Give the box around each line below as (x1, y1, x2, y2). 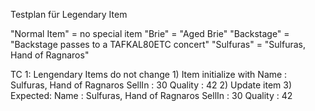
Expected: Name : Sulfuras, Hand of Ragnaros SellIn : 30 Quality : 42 (10, 90, 293, 101)
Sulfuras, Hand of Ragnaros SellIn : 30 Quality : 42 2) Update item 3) (10, 79, 293, 91)
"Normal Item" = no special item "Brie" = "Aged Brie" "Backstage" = (10, 28, 290, 39)
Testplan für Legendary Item (10, 9, 128, 20)
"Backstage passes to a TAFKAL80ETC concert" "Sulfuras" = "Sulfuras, (10, 39, 307, 50)
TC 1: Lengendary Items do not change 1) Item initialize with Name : (10, 69, 288, 80)
